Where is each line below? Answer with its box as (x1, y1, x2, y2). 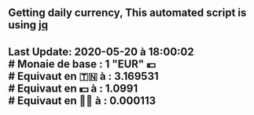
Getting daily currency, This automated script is (8, 6, 247, 20)
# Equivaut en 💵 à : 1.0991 (8, 81, 138, 95)
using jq (8, 19, 49, 32)
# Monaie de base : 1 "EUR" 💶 (8, 57, 156, 70)
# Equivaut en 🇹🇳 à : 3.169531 (8, 70, 159, 83)
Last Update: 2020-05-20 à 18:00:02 (8, 45, 194, 58)
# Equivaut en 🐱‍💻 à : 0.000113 (8, 94, 156, 107)
